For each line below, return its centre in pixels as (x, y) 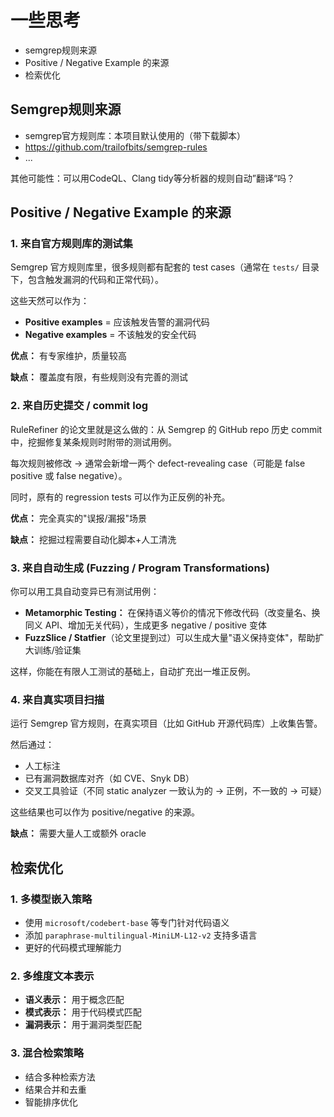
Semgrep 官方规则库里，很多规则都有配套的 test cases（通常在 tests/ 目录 (165, 267)
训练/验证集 (57, 650)
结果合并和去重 (55, 1089)
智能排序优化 (51, 1102)
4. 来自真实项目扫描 (57, 699)
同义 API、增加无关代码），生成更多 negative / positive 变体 (145, 625)
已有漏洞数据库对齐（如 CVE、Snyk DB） (109, 778)
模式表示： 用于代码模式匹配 (83, 1012)
